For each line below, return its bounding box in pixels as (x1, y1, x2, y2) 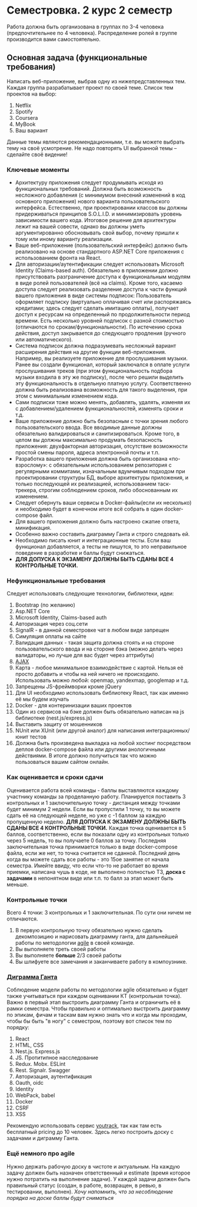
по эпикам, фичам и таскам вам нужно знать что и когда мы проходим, (6, 1011, 188, 1019)
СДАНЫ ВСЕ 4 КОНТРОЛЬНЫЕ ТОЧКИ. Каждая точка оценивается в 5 (6, 824, 186, 831)
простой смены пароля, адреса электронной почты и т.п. (15, 449, 160, 456)
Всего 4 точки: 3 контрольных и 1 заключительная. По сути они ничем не (6, 909, 192, 916)
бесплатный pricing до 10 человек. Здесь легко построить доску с (6, 1128, 174, 1136)
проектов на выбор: (6, 90, 57, 97)
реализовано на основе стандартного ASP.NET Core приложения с (15, 248, 185, 255)
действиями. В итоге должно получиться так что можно (15, 752, 157, 759)
